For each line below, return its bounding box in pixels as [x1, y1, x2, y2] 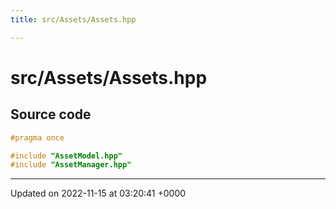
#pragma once [10, 132, 65, 143]
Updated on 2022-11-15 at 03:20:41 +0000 [10, 187, 187, 200]
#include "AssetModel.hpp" [10, 151, 123, 161]
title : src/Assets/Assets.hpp [10, 14, 137, 25]
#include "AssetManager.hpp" [10, 160, 132, 170]
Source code [10, 106, 92, 123]
